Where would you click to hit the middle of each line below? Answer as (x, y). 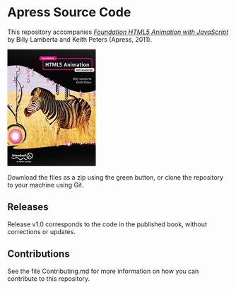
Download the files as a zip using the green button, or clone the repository (116, 177)
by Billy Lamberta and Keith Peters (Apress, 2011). (80, 39)
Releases (28, 207)
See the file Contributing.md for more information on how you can (103, 271)
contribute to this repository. (49, 278)
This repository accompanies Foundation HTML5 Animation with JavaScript (118, 32)
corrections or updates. (41, 231)
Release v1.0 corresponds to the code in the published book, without (107, 224)
